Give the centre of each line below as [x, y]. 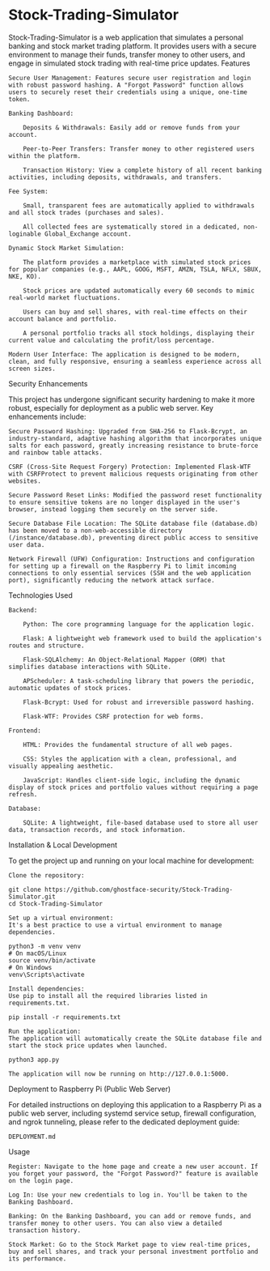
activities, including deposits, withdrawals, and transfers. [115, 177]
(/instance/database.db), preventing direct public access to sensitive [133, 537]
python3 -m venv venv [45, 946]
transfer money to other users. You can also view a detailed [115, 1223]
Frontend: [25, 731]
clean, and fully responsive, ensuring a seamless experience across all [135, 361]
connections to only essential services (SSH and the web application [130, 573]
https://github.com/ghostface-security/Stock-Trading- [138, 889]
